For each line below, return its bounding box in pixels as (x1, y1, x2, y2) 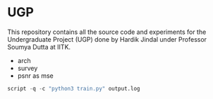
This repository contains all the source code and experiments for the (7, 28, 207, 36)
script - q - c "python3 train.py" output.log (7, 85, 140, 92)
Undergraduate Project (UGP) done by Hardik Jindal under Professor (7, 35, 207, 43)
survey (17, 64, 38, 72)
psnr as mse (17, 71, 54, 80)
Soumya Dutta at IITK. (7, 42, 71, 51)
